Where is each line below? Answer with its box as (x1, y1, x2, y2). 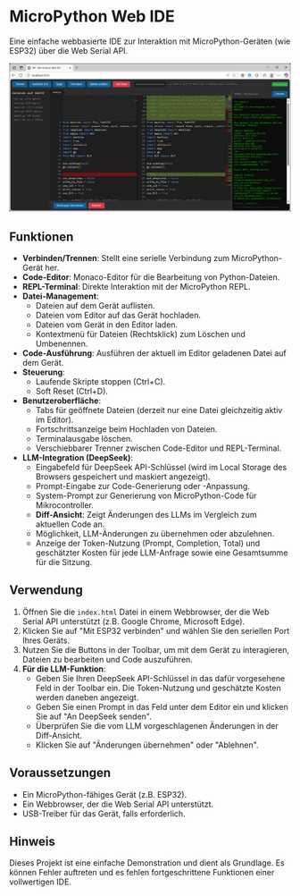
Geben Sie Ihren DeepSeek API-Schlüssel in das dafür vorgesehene (35, 672, 286, 683)
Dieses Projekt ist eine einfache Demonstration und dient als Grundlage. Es (9, 858, 285, 868)
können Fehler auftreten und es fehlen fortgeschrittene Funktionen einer (9, 867, 275, 878)
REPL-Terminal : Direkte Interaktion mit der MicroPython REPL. (21, 282, 251, 292)
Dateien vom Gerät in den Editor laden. (35, 319, 179, 330)
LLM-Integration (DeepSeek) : (21, 452, 134, 463)
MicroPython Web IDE (9, 6, 176, 27)
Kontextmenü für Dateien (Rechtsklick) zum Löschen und (35, 329, 246, 340)
